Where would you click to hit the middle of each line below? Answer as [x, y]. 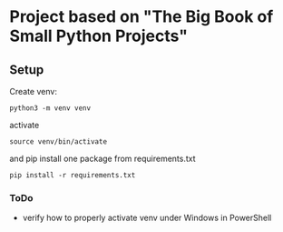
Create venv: [33, 91]
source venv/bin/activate [58, 142]
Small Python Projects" [99, 36]
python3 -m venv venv [50, 108]
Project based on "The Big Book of [141, 17]
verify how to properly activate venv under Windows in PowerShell [147, 218]
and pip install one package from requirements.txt [103, 158]
